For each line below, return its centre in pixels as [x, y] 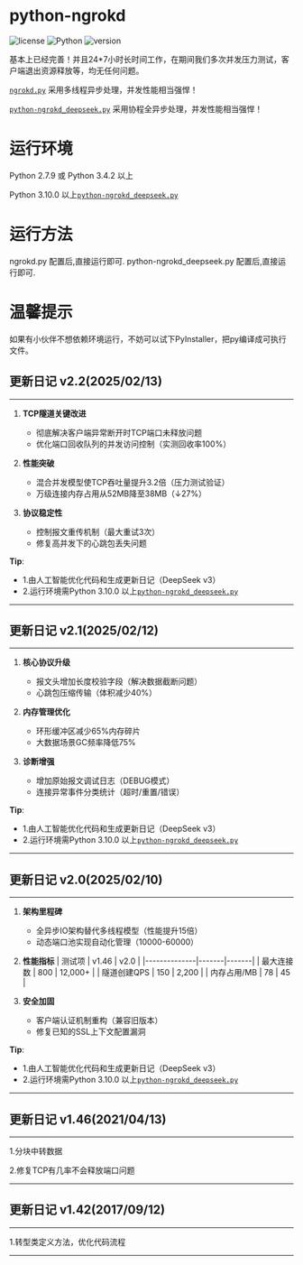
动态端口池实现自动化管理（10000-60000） [117, 942]
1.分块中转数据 [36, 1151]
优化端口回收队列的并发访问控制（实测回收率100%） [133, 444]
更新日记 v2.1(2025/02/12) [84, 630]
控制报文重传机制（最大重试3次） [98, 531]
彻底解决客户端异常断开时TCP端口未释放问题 [119, 432]
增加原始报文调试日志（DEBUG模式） [105, 780]
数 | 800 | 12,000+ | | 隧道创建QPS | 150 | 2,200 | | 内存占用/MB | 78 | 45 [156, 973]
